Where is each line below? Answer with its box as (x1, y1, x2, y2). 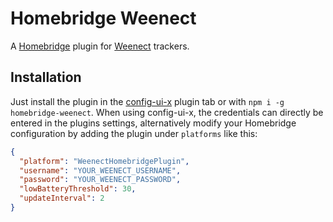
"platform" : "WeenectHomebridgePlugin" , (19, 156, 190, 166)
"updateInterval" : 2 (19, 193, 105, 204)
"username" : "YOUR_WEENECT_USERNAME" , (19, 165, 182, 176)
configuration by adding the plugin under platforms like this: (10, 127, 258, 139)
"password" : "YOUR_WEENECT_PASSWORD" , (19, 175, 182, 185)
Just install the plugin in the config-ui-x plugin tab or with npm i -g (10, 95, 285, 107)
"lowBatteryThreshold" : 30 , (19, 184, 137, 194)
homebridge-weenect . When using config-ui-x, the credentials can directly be (10, 106, 324, 118)
